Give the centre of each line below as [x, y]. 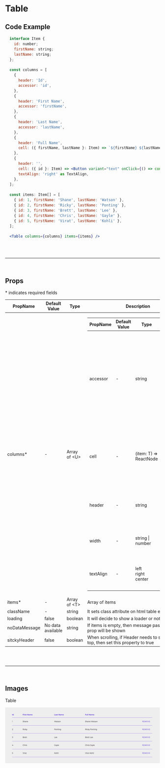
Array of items [102, 602]
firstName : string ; [34, 49]
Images [17, 689]
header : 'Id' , [33, 80]
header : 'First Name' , [41, 101]
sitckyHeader [21, 640]
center [142, 579]
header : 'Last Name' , [40, 122]
